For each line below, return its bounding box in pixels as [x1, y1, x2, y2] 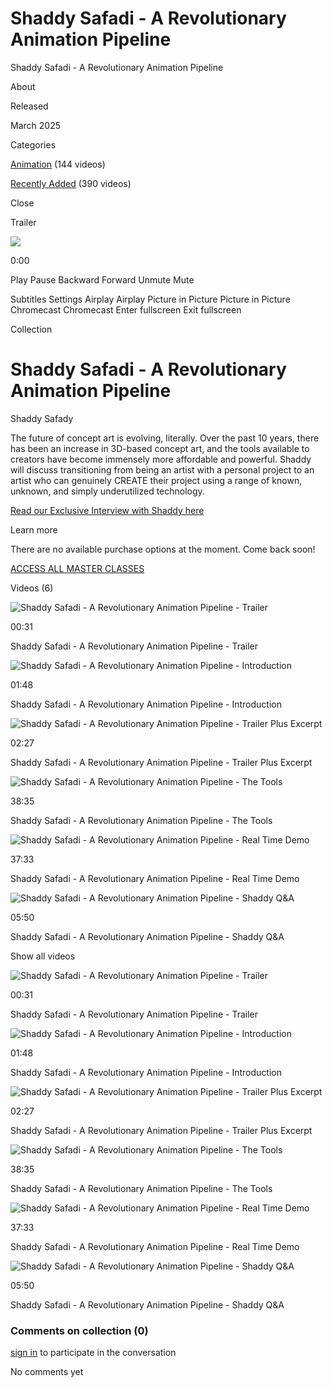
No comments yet [10, 1366, 84, 1378]
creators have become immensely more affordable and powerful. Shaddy [10, 453, 312, 465]
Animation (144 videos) [10, 158, 106, 170]
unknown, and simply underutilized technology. [10, 485, 205, 497]
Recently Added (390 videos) [10, 177, 132, 189]
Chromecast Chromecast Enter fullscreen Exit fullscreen [10, 303, 242, 316]
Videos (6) [10, 582, 54, 594]
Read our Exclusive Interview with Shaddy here [10, 504, 205, 516]
